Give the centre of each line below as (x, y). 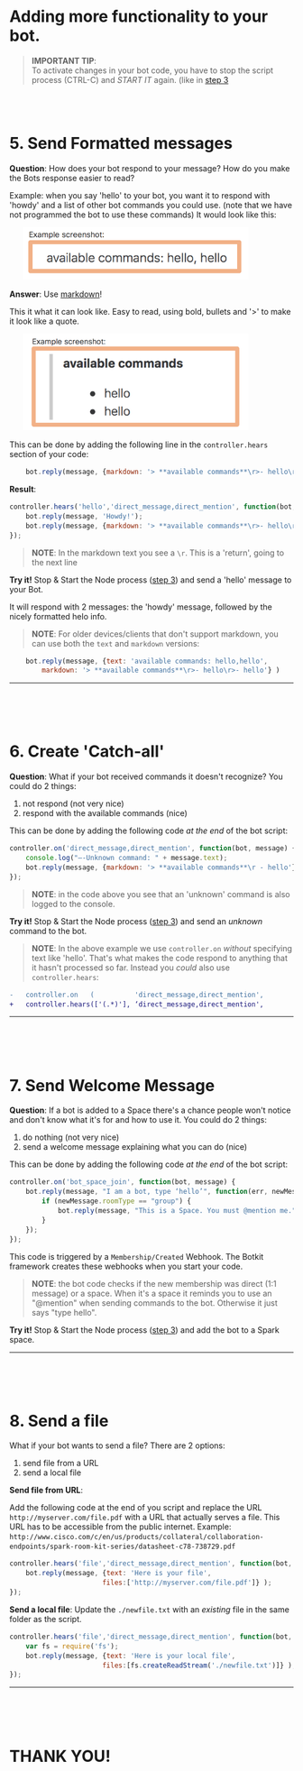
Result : (23, 490)
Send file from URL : (46, 1491)
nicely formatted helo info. (58, 616)
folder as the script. (46, 1619)
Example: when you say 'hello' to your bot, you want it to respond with (140, 195)
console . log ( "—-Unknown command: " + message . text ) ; (127, 858)
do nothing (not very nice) (71, 1137)
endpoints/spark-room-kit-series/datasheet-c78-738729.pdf (123, 1547)
